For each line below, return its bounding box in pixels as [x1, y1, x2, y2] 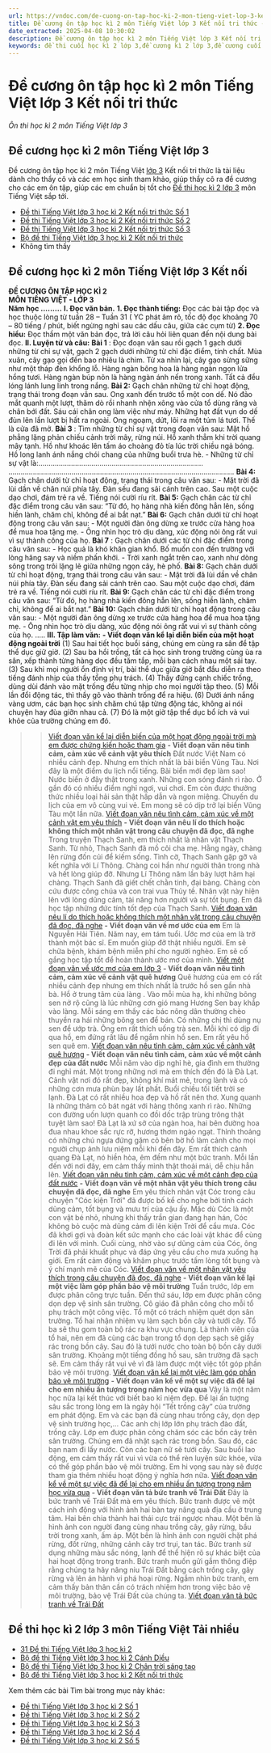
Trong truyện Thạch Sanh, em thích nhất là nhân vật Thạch [48, 834, 244, 844]
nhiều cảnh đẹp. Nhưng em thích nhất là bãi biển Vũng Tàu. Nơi [48, 757, 260, 767]
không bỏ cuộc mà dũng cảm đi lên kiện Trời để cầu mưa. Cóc [48, 1221, 256, 1231]
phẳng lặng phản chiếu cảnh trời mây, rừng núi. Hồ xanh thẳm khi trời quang [8, 432, 261, 441]
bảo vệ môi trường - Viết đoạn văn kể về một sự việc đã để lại [48, 1375, 256, 1385]
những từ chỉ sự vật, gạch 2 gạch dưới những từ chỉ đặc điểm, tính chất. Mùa [8, 346, 263, 356]
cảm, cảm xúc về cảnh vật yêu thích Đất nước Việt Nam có [48, 749, 246, 758]
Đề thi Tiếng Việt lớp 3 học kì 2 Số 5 [19, 1735, 140, 1745]
